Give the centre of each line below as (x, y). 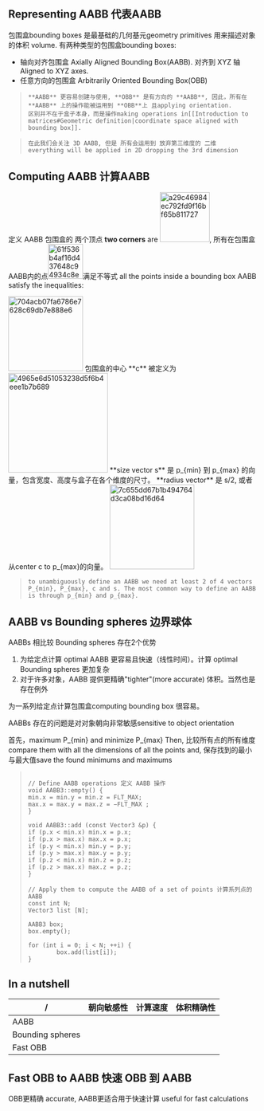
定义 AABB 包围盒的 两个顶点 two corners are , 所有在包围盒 (132, 239)
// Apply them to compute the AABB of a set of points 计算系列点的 (140, 890)
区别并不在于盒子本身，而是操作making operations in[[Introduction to (138, 114)
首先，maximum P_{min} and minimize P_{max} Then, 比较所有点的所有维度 (132, 740)
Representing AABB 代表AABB (85, 14)
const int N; (49, 904)
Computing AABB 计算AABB (79, 177)
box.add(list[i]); (87, 952)
